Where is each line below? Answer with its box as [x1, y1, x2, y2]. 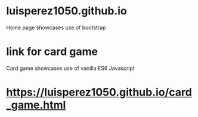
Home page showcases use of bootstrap [6, 24, 106, 31]
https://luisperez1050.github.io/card [6, 85, 192, 99]
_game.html [6, 98, 66, 112]
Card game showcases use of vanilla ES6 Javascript [6, 64, 135, 72]
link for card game [6, 45, 98, 59]
